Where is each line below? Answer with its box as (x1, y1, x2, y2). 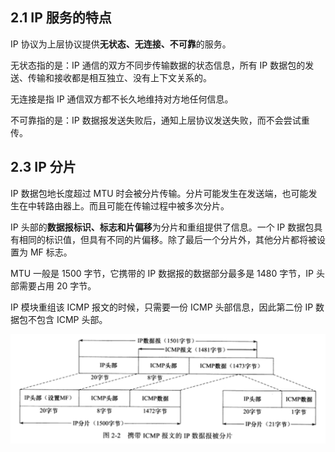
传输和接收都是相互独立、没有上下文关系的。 (27, 71, 212, 83)
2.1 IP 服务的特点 (10, 9, 112, 27)
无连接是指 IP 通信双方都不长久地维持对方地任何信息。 (10, 93, 234, 105)
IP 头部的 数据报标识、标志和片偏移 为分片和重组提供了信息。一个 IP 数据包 (10, 221, 315, 233)
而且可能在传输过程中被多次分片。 (88, 199, 230, 212)
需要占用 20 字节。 (18, 279, 97, 292)
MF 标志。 (29, 246, 73, 258)
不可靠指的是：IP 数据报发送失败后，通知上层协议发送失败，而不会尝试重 (10, 114, 310, 126)
